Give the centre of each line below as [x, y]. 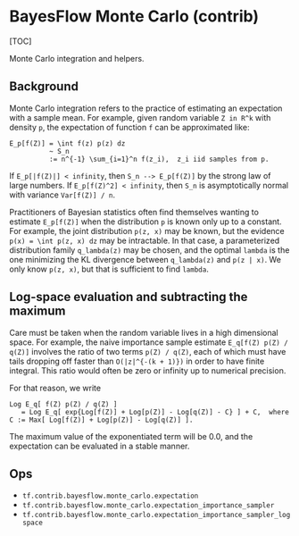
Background [44, 87]
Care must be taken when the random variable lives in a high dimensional [144, 332]
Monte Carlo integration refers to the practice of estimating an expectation [146, 108]
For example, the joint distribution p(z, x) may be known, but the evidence [147, 230]
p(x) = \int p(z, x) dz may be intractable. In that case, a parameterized [145, 240]
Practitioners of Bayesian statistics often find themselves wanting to [134, 212]
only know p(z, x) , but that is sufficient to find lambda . [109, 269]
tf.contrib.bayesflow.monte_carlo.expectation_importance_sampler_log [156, 515]
